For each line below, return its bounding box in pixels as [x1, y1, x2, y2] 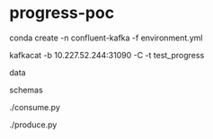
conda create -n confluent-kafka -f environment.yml [9, 32, 203, 43]
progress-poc [9, 3, 115, 23]
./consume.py [9, 101, 61, 112]
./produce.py [9, 119, 58, 130]
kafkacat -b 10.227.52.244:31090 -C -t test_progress [9, 49, 205, 60]
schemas [9, 84, 43, 95]
